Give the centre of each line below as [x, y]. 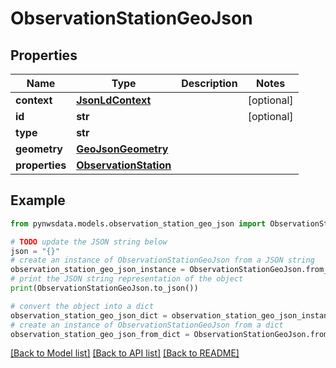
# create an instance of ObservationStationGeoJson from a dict [147, 325]
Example [38, 200]
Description [209, 83]
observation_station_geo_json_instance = [98, 270]
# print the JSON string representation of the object [127, 279]
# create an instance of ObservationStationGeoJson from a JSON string [162, 260]
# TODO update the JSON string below [89, 242]
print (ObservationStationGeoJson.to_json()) [104, 288]
